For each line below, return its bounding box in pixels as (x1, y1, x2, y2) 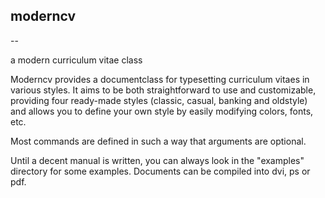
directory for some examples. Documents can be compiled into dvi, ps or (10, 165, 311, 177)
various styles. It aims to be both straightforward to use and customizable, (10, 84, 317, 96)
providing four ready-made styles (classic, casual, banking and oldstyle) (10, 94, 308, 106)
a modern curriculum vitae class (10, 54, 143, 66)
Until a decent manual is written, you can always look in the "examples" (10, 154, 305, 166)
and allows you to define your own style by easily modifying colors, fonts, (10, 105, 314, 117)
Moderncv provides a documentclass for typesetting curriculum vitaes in (10, 73, 310, 85)
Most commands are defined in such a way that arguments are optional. (10, 135, 307, 147)
